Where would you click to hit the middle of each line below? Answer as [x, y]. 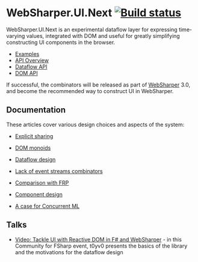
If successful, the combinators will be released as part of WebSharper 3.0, [98, 85]
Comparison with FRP [42, 183]
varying [16, 35]
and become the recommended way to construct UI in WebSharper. [90, 91]
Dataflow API [31, 67]
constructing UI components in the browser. [61, 42]
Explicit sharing [34, 136]
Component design [39, 194]
